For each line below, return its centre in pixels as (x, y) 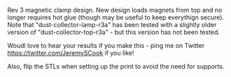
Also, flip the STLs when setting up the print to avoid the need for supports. (116, 66)
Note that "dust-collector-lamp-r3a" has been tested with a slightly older (112, 25)
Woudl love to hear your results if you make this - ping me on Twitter (106, 45)
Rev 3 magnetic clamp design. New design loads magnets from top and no (115, 10)
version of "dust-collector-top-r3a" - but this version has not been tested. (114, 32)
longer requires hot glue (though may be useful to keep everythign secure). (116, 17)
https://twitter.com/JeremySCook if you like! (71, 53)
